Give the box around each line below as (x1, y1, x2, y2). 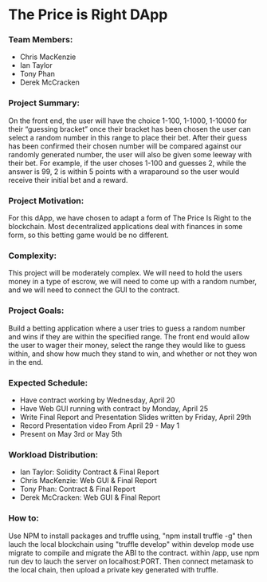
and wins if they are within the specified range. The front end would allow (8, 331, 250, 341)
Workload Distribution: (8, 449, 99, 460)
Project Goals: (8, 305, 65, 316)
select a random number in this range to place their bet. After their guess (8, 133, 248, 142)
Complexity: (8, 250, 57, 261)
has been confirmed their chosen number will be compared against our (8, 141, 242, 151)
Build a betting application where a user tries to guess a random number (8, 323, 245, 333)
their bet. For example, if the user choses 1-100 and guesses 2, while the (8, 158, 247, 168)
